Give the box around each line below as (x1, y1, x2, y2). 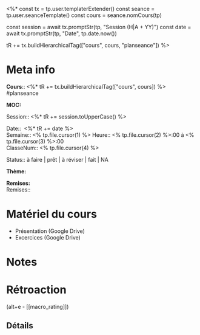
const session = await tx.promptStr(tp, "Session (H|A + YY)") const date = (6, 24, 192, 30)
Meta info (6, 63, 56, 77)
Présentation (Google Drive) (15, 227, 85, 235)
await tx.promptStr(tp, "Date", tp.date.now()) (6, 30, 117, 37)
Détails (6, 320, 33, 331)
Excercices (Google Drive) (15, 233, 81, 241)
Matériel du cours (6, 207, 97, 221)
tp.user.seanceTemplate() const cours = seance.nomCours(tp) (6, 12, 162, 19)
